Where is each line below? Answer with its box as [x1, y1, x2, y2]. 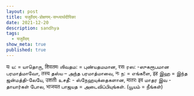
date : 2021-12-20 [6, 19, 49, 25]
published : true [6, 47, 46, 53]
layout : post [6, 8, 38, 15]
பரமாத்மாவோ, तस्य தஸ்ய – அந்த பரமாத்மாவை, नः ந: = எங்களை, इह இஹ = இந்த [6, 69, 188, 77]
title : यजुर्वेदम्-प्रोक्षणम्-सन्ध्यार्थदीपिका [6, 14, 76, 20]
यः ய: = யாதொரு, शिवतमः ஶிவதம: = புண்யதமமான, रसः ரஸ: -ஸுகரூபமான [6, 63, 170, 70]
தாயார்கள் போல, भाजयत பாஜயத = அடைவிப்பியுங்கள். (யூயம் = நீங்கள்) [6, 83, 163, 90]
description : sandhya [6, 25, 60, 31]
